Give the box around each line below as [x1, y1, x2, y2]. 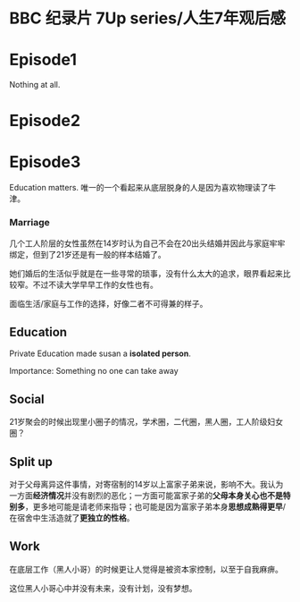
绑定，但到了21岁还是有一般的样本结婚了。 [9, 249, 167, 259]
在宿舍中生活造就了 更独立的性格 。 [9, 512, 135, 523]
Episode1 [9, 50, 78, 70]
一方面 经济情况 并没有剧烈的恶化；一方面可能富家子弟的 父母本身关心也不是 [9, 489, 283, 501]
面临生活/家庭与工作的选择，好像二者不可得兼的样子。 [9, 298, 208, 309]
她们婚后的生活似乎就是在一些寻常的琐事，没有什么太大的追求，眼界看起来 [9, 267, 283, 278]
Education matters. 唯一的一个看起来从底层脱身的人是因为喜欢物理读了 [9, 182, 269, 193]
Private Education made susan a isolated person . [9, 348, 192, 359]
